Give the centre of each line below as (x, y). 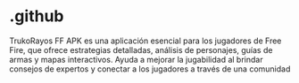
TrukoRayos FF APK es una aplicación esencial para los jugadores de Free (145, 41)
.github (37, 16)
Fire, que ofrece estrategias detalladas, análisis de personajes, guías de (141, 49)
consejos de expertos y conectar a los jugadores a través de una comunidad (150, 69)
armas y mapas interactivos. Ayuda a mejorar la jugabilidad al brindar (136, 59)
